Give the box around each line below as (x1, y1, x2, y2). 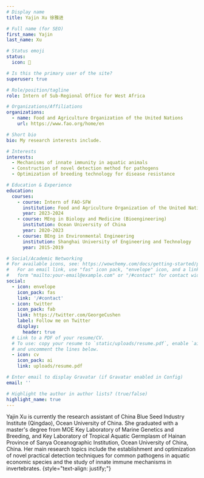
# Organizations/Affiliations (6, 104, 83, 110)
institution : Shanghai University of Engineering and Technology (22, 238, 191, 244)
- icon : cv (12, 352, 39, 358)
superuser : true (6, 76, 47, 82)
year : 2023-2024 (22, 210, 64, 216)
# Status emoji (6, 48, 45, 54)
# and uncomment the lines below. (12, 346, 99, 352)
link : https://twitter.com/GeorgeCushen (17, 312, 121, 318)
